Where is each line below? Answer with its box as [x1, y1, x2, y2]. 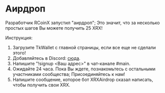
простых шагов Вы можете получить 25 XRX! [5, 25, 103, 31]
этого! [12, 50, 26, 56]
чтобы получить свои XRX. [12, 81, 70, 88]
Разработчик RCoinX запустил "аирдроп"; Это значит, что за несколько [5, 20, 160, 26]
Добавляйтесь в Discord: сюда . [12, 55, 81, 61]
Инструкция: [5, 35, 33, 41]
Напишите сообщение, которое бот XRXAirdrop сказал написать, [12, 76, 153, 82]
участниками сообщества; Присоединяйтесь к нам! [12, 71, 126, 77]
